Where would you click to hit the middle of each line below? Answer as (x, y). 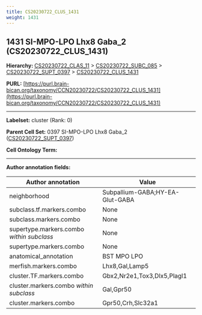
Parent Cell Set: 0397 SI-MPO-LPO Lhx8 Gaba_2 (67, 132)
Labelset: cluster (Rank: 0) (39, 120)
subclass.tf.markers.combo (47, 210)
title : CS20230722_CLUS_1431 (43, 12)
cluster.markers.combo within (51, 285)
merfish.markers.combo (43, 266)
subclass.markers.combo (45, 219)
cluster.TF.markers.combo (47, 276)
